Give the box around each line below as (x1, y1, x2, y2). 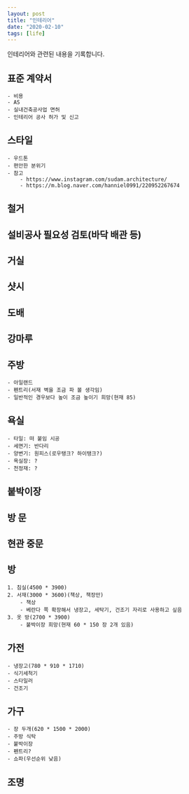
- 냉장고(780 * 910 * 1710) (7, 662, 85, 669)
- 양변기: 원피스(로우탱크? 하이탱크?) (7, 450, 103, 457)
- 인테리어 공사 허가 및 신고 (7, 114, 79, 121)
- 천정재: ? (7, 465, 38, 472)
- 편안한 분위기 (7, 162, 46, 169)
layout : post (7, 10, 45, 18)
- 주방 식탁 (7, 733, 36, 740)
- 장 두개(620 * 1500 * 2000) (7, 726, 91, 733)
